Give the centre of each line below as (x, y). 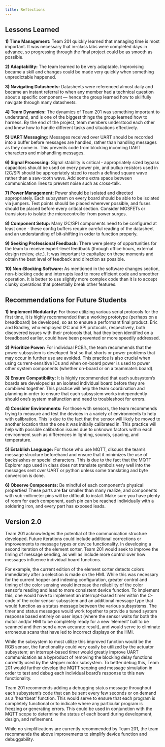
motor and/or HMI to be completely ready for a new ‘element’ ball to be (77, 622)
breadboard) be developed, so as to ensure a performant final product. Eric (82, 322)
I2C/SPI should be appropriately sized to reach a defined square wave (76, 173)
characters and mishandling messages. (45, 153)
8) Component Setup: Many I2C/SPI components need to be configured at (81, 223)
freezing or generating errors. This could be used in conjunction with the (79, 709)
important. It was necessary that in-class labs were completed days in (76, 47)
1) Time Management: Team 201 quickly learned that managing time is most (82, 41)
